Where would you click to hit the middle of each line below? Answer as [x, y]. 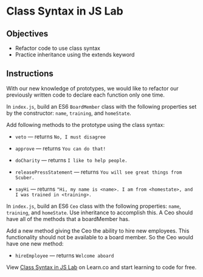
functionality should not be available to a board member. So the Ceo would [100, 237]
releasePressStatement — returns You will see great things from [98, 172]
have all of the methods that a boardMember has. [68, 219]
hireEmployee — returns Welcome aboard [64, 255]
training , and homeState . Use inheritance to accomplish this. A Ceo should [100, 212]
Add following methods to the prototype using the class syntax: [86, 125]
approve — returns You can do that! [60, 148]
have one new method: [35, 244]
